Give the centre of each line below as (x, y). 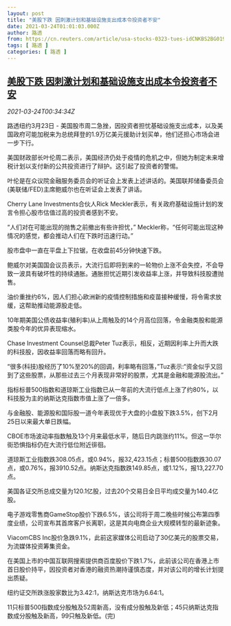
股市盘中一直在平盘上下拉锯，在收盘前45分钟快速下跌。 (86, 250)
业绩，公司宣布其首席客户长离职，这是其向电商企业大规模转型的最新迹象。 (118, 523)
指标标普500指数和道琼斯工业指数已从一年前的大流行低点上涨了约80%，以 (113, 389)
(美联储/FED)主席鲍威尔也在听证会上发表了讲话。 (77, 189)
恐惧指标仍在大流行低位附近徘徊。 (61, 444)
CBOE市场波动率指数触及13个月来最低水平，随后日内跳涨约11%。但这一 (108, 436)
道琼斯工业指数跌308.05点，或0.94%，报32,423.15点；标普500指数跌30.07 (114, 459)
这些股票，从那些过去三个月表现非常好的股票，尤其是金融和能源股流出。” (121, 375)
